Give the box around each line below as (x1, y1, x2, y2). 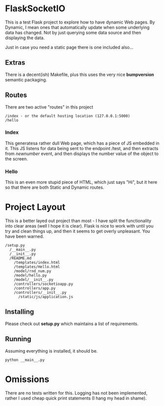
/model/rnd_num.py (14, 269, 51, 274)
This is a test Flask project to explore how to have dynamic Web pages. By (5, 19, 155, 25)
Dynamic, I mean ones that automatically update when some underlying (5, 24, 150, 30)
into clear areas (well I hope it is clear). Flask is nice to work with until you (5, 223, 154, 229)
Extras (5, 58, 25, 67)
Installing (5, 307, 34, 316)
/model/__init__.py (14, 278, 54, 282)
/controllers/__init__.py (14, 290, 67, 295)
